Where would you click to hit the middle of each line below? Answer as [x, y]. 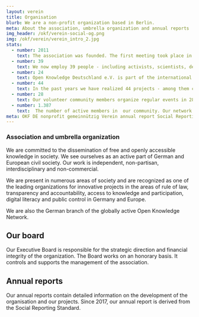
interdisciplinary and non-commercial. [52, 169]
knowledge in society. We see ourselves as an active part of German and [95, 156]
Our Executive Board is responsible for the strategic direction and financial [97, 250]
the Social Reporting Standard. [44, 308]
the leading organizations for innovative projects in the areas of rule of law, [97, 187]
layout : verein [25, 12]
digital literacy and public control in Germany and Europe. [76, 199]
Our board [25, 236]
